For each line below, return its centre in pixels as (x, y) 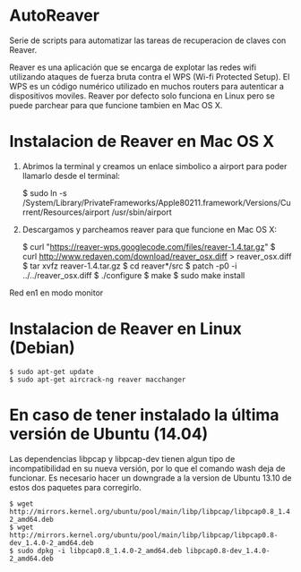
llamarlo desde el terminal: (71, 175)
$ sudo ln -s (44, 192)
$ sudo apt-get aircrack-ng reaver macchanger (98, 380)
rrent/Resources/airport (66, 212)
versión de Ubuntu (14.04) (109, 434)
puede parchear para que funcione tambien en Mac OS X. (116, 105)
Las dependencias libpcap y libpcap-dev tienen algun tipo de (122, 458)
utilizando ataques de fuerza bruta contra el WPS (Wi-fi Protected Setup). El (150, 76)
